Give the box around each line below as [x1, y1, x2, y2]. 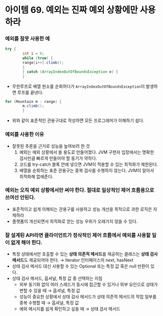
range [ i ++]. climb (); [22, 60, 64, 65]
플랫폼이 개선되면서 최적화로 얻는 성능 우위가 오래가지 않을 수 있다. [12, 218, 138, 224]
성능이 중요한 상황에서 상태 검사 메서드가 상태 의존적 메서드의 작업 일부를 [19, 294, 157, 300]
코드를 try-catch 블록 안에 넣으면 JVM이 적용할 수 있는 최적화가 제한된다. [19, 161, 158, 167]
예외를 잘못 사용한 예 [5, 35, 50, 42]
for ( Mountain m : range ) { [5, 99, 62, 104]
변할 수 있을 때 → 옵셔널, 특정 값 [19, 288, 81, 294]
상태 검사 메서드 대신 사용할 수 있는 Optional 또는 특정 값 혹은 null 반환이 [12, 263, 149, 269]
